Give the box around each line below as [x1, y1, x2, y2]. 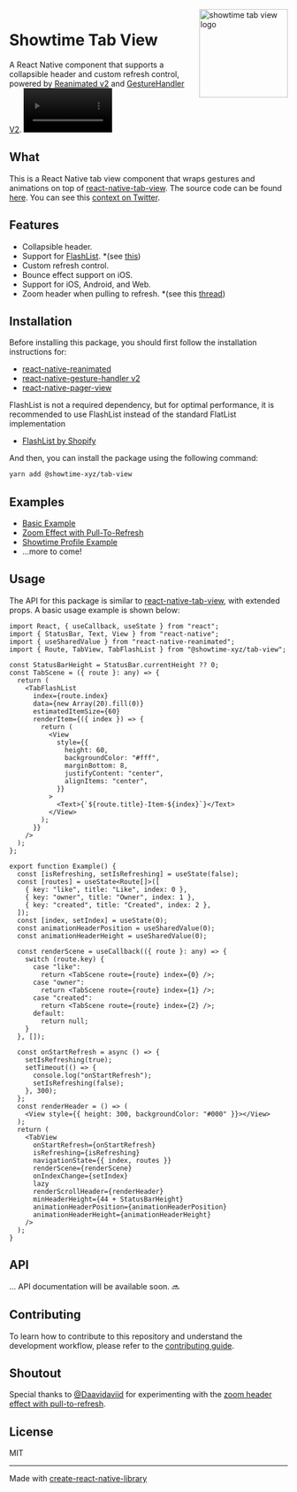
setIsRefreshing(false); [32, 1079, 125, 1088]
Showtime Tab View [9, 30, 158, 50]
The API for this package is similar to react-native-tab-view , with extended [9, 595, 280, 605]
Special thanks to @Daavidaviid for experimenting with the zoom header [9, 1389, 272, 1400]
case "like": [32, 962, 81, 972]
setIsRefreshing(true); [25, 1055, 113, 1065]
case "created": [32, 993, 93, 1003]
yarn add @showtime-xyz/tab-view [9, 470, 133, 479]
